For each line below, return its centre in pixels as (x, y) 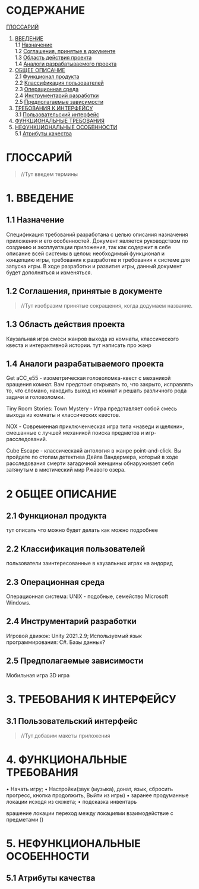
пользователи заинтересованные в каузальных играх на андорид (90, 563)
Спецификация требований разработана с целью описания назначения (97, 234)
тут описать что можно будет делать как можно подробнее (82, 530)
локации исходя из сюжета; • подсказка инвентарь (72, 801)
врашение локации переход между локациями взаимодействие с (90, 813)
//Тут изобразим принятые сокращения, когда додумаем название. (107, 305)
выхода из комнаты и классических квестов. (63, 415)
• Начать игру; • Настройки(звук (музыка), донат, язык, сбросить (90, 789)
